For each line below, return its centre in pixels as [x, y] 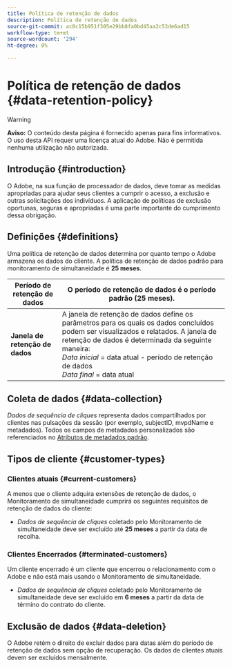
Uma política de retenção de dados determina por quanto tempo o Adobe [112, 253]
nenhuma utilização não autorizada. [58, 147]
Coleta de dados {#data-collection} [85, 398]
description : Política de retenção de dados [72, 20]
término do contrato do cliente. [61, 605]
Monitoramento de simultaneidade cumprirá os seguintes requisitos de [108, 501]
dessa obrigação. [32, 215]
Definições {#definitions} [63, 237]
